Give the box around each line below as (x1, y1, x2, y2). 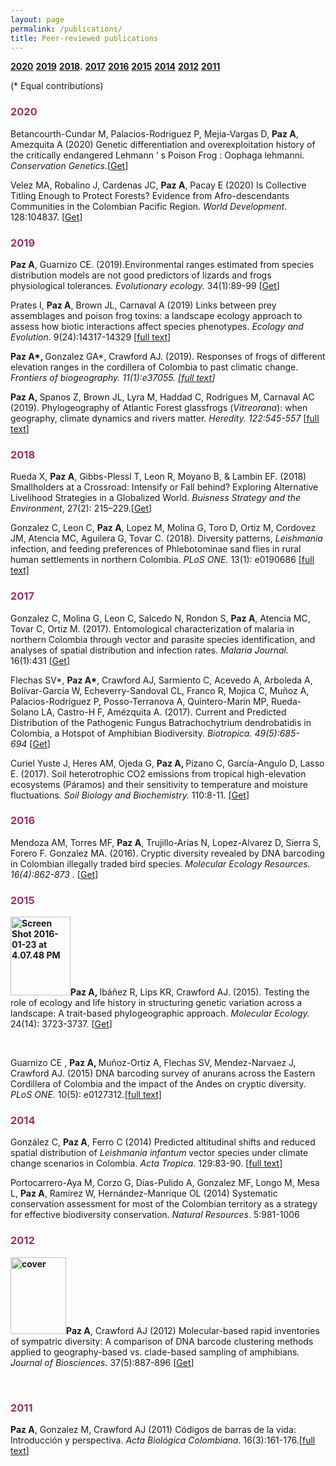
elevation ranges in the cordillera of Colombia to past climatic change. (10, 361, 299, 373)
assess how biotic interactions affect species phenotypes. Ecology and (10, 320, 304, 332)
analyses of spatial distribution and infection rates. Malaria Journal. (10, 644, 289, 656)
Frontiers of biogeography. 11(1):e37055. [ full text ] (10, 371, 216, 383)
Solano (10, 706, 40, 718)
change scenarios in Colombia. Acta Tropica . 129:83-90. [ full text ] (10, 1157, 283, 1170)
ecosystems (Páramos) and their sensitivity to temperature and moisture (10, 778, 308, 790)
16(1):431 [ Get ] (10, 654, 71, 666)
